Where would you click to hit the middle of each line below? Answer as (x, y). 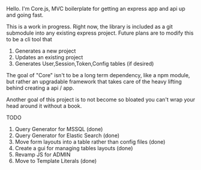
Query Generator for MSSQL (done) (59, 129)
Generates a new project (45, 51)
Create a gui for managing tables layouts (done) (74, 148)
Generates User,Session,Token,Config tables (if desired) (84, 63)
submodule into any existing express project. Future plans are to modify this (100, 33)
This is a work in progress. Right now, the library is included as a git (89, 27)
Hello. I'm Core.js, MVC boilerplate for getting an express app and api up (96, 9)
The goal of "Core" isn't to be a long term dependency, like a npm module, (98, 75)
